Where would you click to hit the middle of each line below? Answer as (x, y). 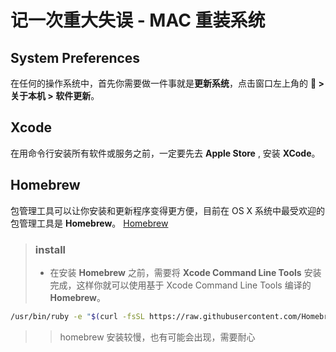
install (50, 249)
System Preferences (75, 57)
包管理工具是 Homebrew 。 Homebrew (89, 223)
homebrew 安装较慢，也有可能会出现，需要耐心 (157, 337)
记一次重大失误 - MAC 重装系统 (138, 20)
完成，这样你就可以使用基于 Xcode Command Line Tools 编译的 (180, 285)
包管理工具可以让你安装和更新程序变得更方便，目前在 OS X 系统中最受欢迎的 (168, 210)
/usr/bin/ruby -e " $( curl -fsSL (77, 316)
